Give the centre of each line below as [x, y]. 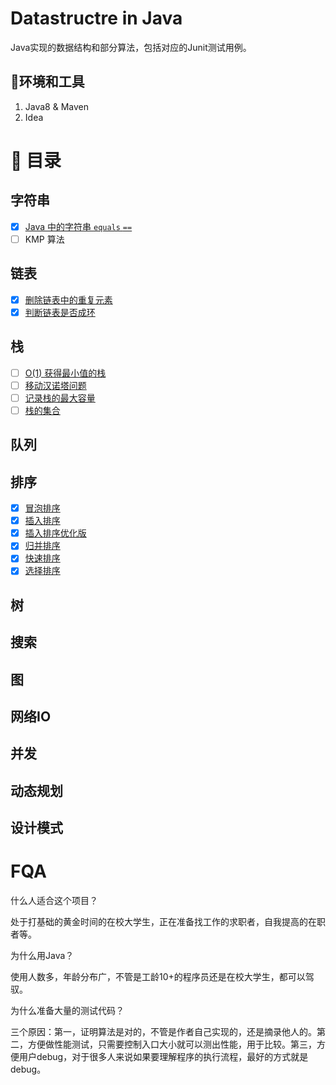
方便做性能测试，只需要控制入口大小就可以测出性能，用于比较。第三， [172, 1044]
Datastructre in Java [96, 18]
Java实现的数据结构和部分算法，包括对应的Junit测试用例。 [131, 47]
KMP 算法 [44, 239]
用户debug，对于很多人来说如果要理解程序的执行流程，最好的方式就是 [163, 1057]
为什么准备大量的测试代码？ [67, 1011]
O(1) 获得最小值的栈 [65, 373]
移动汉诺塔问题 [55, 385]
